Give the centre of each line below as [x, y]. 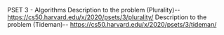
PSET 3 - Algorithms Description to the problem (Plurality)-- [94, 10]
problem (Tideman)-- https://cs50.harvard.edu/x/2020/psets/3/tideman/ [112, 24]
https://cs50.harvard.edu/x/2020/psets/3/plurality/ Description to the [107, 17]
